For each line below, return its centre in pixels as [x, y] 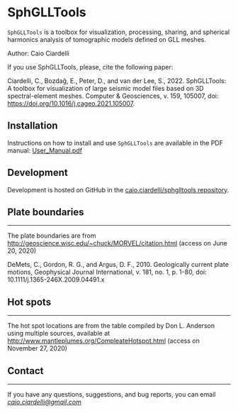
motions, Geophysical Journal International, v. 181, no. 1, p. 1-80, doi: [107, 272]
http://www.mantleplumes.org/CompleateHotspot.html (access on [103, 341]
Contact [25, 371]
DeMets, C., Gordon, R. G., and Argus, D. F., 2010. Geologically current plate [118, 265]
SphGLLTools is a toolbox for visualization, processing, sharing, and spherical [119, 32]
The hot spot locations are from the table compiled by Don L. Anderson [111, 326]
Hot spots [29, 302]
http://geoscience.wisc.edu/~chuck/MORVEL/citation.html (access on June [118, 243]
